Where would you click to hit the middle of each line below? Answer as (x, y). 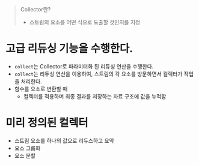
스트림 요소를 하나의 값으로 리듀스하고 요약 (64, 140)
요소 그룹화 (27, 148)
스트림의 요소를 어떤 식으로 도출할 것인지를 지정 (85, 22)
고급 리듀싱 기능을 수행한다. (69, 49)
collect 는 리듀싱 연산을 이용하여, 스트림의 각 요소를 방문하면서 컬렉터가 (98, 74)
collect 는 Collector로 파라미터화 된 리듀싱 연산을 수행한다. (84, 66)
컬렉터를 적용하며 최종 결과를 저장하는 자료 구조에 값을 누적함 (95, 96)
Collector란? (35, 9)
